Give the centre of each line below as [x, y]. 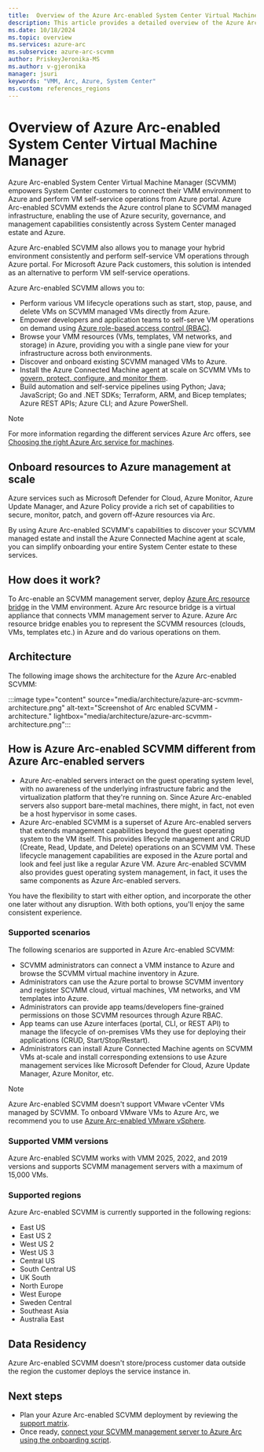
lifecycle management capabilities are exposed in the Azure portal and [134, 855]
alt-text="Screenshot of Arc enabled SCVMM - [142, 707]
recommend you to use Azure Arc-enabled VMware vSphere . [107, 1120]
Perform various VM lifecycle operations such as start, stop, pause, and [136, 303]
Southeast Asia [44, 1311]
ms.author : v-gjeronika [47, 67]
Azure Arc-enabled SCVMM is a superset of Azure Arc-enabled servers [135, 822]
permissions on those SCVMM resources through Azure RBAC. [121, 1015]
